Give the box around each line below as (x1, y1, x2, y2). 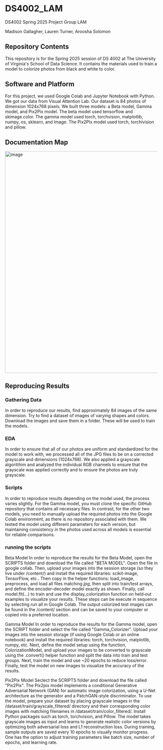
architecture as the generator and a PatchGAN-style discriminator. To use (5, 692, 152, 698)
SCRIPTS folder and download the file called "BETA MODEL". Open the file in (5, 560, 158, 566)
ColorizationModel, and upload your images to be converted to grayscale (5, 647, 151, 653)
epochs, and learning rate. (5, 739, 58, 745)
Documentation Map (5, 138, 68, 146)
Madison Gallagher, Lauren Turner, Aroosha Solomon (5, 28, 111, 34)
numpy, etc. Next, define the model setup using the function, (5, 642, 127, 648)
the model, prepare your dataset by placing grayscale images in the (5, 698, 140, 704)
